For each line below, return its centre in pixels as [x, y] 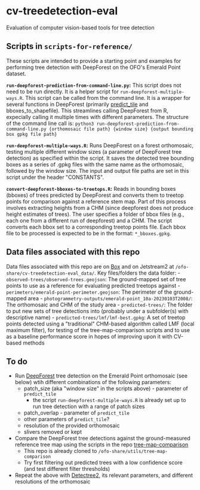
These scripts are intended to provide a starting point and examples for [93, 60]
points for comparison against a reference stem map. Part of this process [96, 201]
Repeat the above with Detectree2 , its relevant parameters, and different [104, 475]
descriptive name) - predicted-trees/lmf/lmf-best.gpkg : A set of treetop [96, 317]
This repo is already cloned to [60, 451]
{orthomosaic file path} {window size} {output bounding [121, 129]
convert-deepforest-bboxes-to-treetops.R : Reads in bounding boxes [91, 188]
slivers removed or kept [53, 432]
